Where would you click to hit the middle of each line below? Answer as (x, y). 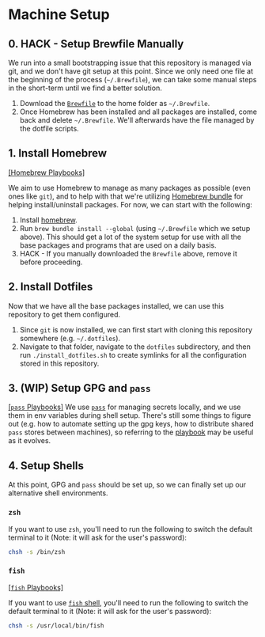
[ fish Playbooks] (36, 587)
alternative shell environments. (58, 493)
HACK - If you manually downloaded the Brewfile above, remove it (128, 253)
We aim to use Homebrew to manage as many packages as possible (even (129, 188)
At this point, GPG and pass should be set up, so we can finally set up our (127, 485)
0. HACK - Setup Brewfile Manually (96, 44)
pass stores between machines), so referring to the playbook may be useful (131, 432)
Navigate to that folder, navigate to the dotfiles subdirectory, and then (135, 347)
